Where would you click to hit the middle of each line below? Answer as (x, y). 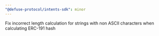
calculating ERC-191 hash (30, 28)
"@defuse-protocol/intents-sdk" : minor (45, 9)
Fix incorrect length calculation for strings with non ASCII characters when (79, 23)
